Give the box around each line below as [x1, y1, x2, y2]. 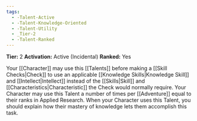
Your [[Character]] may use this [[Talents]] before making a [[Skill [6, 65, 167, 72]
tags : [6, 8, 20, 15]
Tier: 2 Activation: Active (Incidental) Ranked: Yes [6, 53, 131, 60]
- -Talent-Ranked [11, 37, 55, 43]
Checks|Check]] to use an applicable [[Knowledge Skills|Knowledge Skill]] [6, 71, 189, 78]
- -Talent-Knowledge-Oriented [11, 20, 87, 26]
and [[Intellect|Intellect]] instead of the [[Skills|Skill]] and [6, 77, 145, 84]
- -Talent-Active [11, 14, 55, 20]
